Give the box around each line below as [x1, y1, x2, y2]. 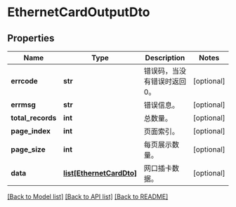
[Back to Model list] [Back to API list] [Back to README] [7, 192, 169, 201]
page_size [11, 145, 46, 154]
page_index [11, 126, 51, 135]
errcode [11, 76, 39, 86]
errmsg [11, 100, 37, 109]
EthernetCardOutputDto [7, 4, 150, 20]
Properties [7, 32, 55, 44]
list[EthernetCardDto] [63, 168, 138, 178]
